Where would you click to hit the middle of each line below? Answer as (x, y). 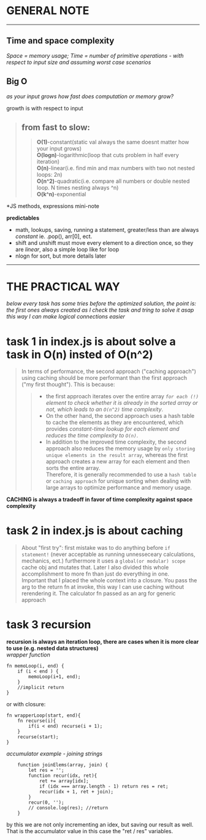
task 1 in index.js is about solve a (91, 341)
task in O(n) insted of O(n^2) (80, 354)
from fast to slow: (56, 127)
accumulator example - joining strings (55, 754)
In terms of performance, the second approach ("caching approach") (109, 371)
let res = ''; (46, 771)
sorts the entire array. (73, 468)
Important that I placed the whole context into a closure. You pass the (109, 580)
